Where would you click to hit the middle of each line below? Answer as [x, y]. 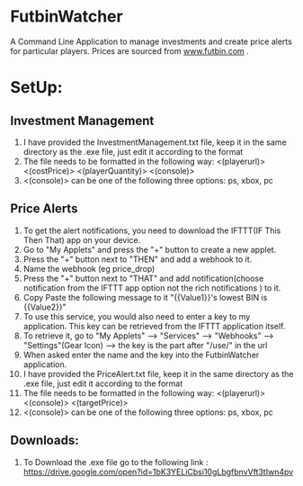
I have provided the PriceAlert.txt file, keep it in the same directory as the [158, 373]
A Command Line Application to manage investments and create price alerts [151, 41]
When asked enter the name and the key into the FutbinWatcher [141, 355]
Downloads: [45, 441]
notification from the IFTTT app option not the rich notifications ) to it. [152, 288]
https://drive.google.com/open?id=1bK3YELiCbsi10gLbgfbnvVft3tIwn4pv [158, 472]
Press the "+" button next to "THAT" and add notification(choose [143, 278]
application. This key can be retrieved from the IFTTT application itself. [154, 326]
